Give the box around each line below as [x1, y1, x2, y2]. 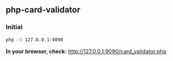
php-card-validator [5, 5, 80, 15]
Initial [5, 23, 23, 31]
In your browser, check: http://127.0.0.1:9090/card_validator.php [5, 48, 167, 55]
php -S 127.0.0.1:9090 [5, 36, 63, 43]
